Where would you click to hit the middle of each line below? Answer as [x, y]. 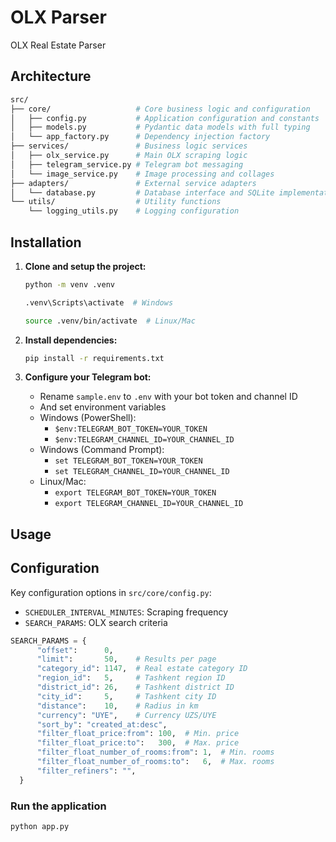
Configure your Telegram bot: [88, 377]
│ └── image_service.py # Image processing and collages [142, 174]
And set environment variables [103, 407]
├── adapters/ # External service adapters [133, 183]
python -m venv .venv [69, 284]
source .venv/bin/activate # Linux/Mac [110, 321]
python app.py [40, 826]
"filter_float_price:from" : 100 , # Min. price [138, 734]
